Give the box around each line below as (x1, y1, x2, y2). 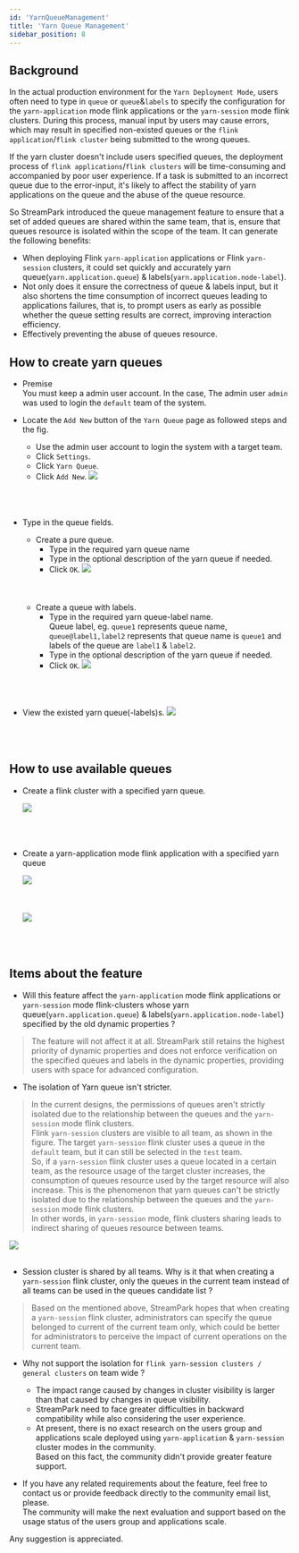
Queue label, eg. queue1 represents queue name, (48, 621, 228, 632)
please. (21, 1497, 50, 1507)
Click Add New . (35, 471, 87, 481)
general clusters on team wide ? (21, 1367, 145, 1378)
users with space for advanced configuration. (30, 1064, 199, 1074)
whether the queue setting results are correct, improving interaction (21, 310, 272, 320)
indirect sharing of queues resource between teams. (30, 1222, 225, 1233)
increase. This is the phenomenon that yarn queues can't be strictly (30, 1184, 280, 1195)
